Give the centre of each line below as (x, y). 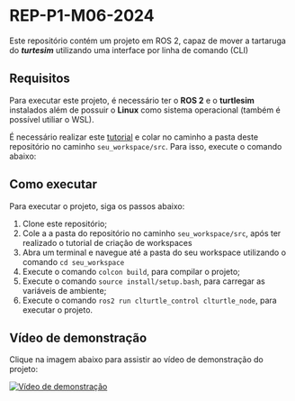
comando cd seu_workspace (73, 261)
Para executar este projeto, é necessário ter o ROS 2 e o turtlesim (132, 100)
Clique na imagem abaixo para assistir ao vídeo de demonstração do (136, 360)
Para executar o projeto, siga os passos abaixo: (97, 206)
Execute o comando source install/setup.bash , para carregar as (143, 281)
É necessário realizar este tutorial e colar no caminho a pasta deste (134, 137)
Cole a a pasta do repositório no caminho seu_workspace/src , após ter (152, 233)
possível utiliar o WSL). (52, 119)
